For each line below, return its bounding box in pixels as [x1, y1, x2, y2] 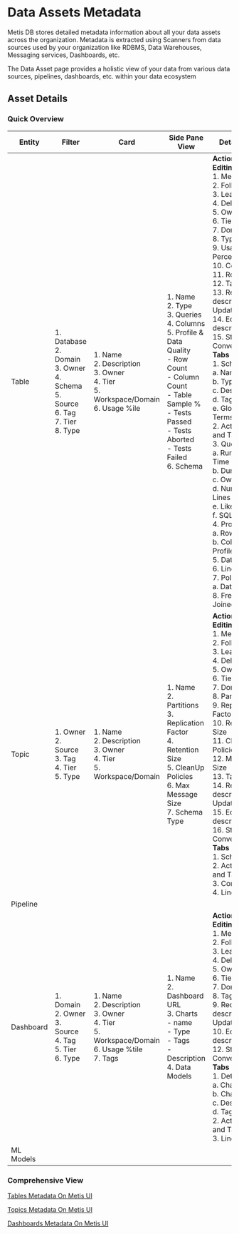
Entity [18, 137, 41, 147]
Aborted [166, 434, 194, 444]
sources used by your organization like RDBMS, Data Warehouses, [7, 43, 202, 51]
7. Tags [93, 1053, 119, 1063]
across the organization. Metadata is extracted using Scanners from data [7, 35, 222, 44]
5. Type [54, 771, 80, 781]
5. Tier [54, 1044, 77, 1054]
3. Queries [166, 310, 202, 320]
